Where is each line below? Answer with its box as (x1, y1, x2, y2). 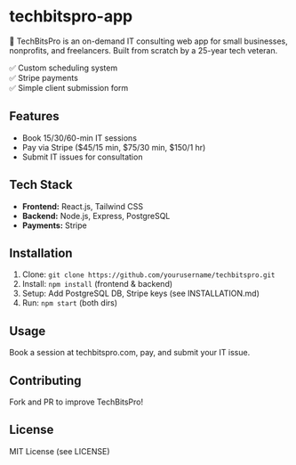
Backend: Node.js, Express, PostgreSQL (21, 210, 171, 221)
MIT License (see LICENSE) (9, 445, 110, 456)
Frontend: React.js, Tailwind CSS (21, 200, 144, 211)
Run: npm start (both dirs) (21, 298, 118, 308)
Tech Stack (9, 177, 73, 192)
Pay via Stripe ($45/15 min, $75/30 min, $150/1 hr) (21, 142, 206, 152)
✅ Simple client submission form (9, 82, 129, 93)
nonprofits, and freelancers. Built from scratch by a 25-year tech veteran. (9, 45, 278, 55)
